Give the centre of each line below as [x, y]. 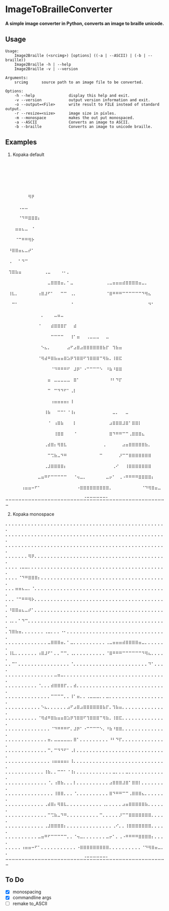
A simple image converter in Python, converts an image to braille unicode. [85, 23]
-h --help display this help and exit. [72, 95]
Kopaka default [28, 154]
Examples [21, 142]
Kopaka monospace [33, 514]
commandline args [32, 898]
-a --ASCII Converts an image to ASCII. [72, 122]
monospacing [27, 892]
